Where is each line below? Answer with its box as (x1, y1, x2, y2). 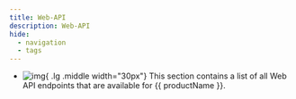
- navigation (17, 37, 67, 47)
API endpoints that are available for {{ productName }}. (22, 80, 227, 91)
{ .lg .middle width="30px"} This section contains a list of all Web (45, 70, 288, 81)
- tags (17, 46, 42, 55)
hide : (9, 29, 30, 38)
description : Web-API (9, 21, 91, 30)
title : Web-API (9, 12, 67, 22)
